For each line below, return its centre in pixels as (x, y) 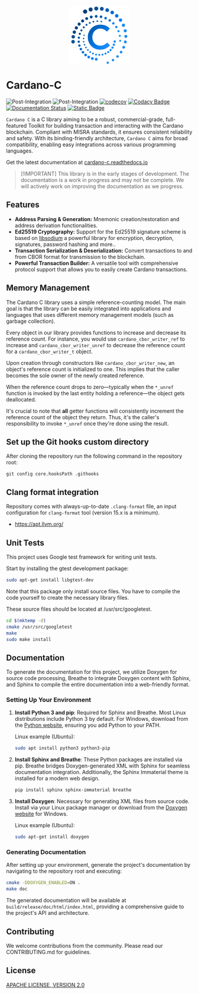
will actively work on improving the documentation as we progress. (102, 186)
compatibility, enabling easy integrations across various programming (91, 144)
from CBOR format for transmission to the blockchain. (80, 257)
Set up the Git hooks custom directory (77, 442)
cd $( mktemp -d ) (26, 620)
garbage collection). (31, 321)
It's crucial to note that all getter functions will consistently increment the (95, 411)
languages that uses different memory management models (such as (90, 315)
